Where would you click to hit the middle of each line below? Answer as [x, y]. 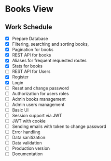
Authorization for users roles [40, 93]
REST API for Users [31, 72]
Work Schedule [28, 27]
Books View [29, 9]
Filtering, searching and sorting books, [50, 44]
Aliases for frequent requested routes [49, 61]
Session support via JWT [37, 115]
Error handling [26, 132]
